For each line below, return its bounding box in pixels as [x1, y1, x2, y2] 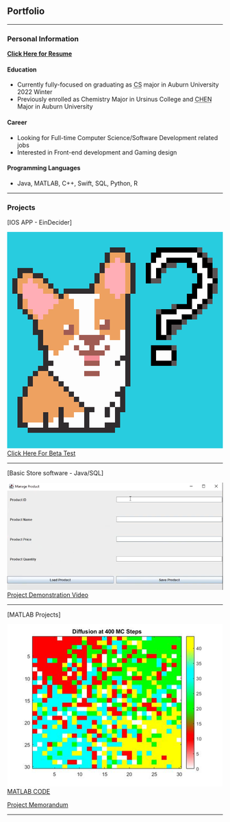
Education [7, 65, 37, 73]
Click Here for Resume [7, 49, 73, 58]
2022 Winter [16, 88, 53, 96]
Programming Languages [7, 164, 81, 172]
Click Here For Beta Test [7, 449, 76, 457]
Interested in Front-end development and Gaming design [16, 148, 177, 157]
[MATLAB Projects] [7, 610, 61, 619]
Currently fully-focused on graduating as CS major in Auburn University [16, 80, 219, 89]
